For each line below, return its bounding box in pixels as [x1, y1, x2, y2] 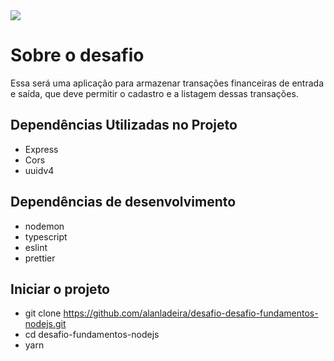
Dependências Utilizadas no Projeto [10, 117, 238, 134]
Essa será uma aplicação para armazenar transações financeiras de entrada [10, 77, 324, 89]
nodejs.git [24, 318, 67, 330]
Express [24, 143, 59, 155]
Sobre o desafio [10, 44, 145, 67]
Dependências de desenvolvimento [10, 194, 237, 211]
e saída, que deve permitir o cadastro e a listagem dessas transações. [10, 87, 299, 99]
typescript [24, 230, 68, 243]
